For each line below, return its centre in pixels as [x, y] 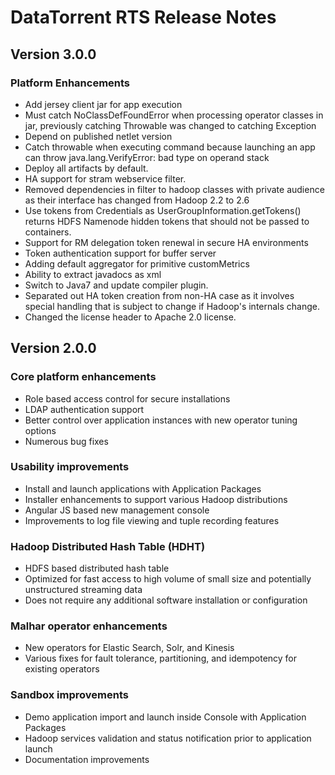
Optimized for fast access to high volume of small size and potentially [168, 579]
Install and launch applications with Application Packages [143, 488]
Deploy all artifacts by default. [86, 168]
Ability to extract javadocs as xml [93, 274]
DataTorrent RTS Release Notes [143, 17]
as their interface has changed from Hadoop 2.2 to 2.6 [137, 200]
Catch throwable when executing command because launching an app [170, 147]
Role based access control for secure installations [127, 398]
